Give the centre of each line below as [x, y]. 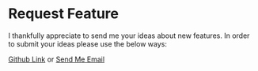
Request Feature [63, 14]
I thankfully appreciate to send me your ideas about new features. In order [129, 35]
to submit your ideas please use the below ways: [88, 43]
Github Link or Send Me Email [57, 59]
